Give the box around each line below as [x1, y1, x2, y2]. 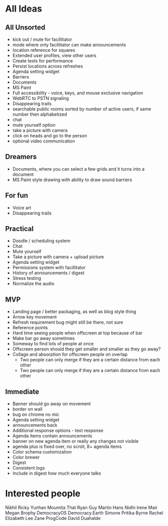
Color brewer [12, 454, 40, 461]
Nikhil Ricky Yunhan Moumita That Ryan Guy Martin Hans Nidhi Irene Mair [5, 504, 158, 510]
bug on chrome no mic [12, 411, 60, 418]
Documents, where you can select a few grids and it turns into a [12, 166, 145, 172]
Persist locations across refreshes [12, 63, 83, 69]
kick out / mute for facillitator [12, 36, 73, 42]
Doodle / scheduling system [12, 238, 71, 244]
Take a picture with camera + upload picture [12, 254, 104, 260]
